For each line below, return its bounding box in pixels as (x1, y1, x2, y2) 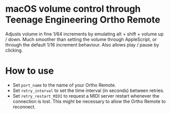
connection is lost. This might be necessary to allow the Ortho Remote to (12, 98, 166, 104)
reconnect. (12, 103, 36, 110)
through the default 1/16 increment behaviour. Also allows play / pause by (5, 41, 159, 48)
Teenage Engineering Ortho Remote (5, 14, 161, 26)
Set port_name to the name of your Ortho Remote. (12, 82, 116, 88)
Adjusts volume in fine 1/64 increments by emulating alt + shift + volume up (5, 31, 164, 37)
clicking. (5, 47, 23, 53)
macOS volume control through (5, 3, 141, 15)
